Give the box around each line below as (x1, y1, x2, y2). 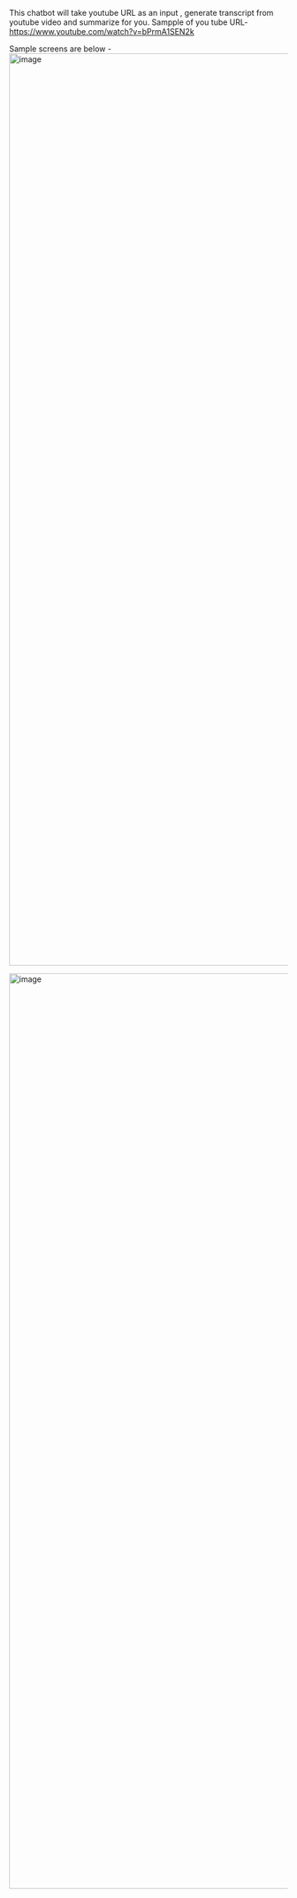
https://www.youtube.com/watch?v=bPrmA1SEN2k (9, 27, 194, 36)
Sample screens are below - (9, 43, 112, 54)
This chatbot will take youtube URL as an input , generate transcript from (9, 8, 274, 18)
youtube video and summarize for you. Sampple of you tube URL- (9, 17, 248, 27)
